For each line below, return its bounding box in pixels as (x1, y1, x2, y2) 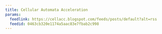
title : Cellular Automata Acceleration (5, 7, 88, 12)
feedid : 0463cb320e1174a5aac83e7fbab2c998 (9, 21, 99, 26)
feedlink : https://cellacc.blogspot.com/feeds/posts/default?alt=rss (9, 16, 157, 21)
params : (5, 12, 21, 17)
